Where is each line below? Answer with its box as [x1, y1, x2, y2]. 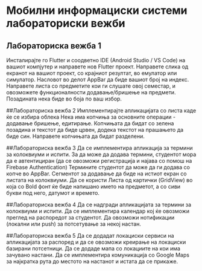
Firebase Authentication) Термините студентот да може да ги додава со [6, 164, 190, 171]
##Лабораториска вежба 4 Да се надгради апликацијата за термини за [6, 201, 192, 208]
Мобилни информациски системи [6, 4, 188, 18]
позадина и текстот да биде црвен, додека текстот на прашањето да [6, 126, 184, 133]
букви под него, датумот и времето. [6, 189, 99, 197]
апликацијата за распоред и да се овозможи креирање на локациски [6, 238, 186, 246]
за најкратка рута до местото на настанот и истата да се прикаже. [6, 258, 178, 265]
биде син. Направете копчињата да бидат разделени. [6, 132, 145, 140]
